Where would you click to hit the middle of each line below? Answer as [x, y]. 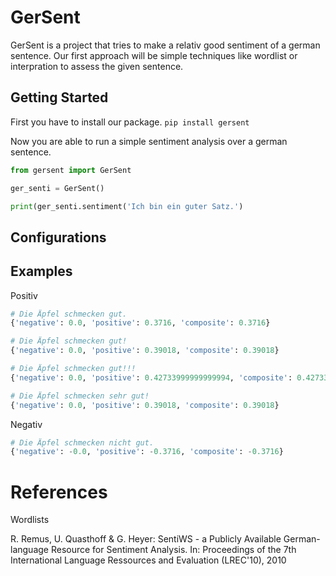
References [59, 492]
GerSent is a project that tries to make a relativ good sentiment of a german [165, 45]
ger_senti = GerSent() [57, 188]
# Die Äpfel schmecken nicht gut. [82, 442]
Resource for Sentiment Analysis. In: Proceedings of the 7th [173, 550]
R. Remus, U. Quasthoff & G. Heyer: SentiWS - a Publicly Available [146, 539]
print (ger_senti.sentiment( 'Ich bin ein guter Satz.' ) [127, 206]
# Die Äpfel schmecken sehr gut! [80, 396]
